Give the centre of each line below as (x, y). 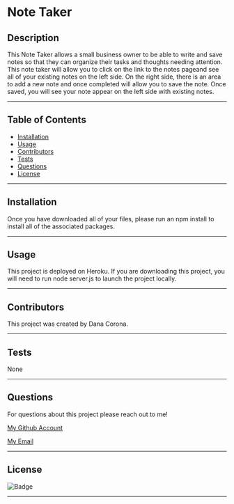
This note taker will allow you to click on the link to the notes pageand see (113, 69)
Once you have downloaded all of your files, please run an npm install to (111, 219)
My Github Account (35, 427)
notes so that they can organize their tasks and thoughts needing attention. (115, 62)
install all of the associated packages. (61, 226)
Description (33, 38)
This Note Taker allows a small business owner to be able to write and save (115, 54)
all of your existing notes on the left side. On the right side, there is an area (114, 77)
